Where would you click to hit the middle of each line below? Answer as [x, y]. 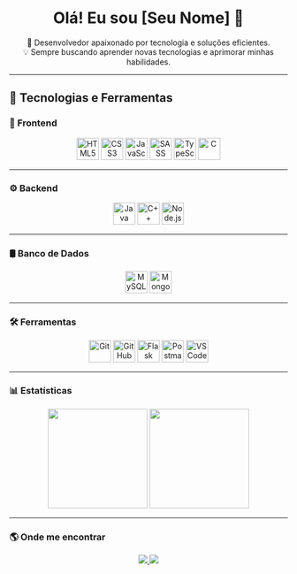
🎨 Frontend [33, 123]
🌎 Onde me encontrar [57, 537]
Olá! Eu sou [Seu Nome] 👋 [148, 18]
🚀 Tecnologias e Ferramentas [91, 98]
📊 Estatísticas [41, 391]
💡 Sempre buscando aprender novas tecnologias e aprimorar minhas [148, 51]
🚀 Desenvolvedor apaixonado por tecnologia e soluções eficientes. [148, 42]
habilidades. [148, 62]
